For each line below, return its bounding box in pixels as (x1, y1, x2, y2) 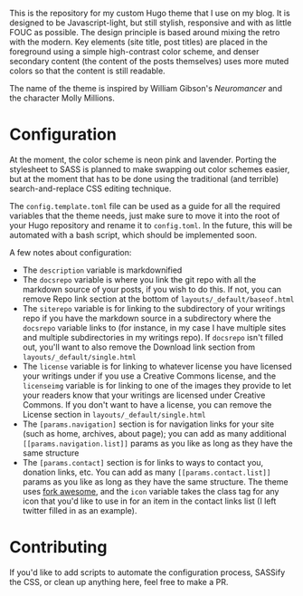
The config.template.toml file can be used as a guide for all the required (9, 200, 280, 211)
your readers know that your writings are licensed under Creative (22, 389, 266, 400)
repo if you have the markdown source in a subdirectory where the (22, 312, 271, 323)
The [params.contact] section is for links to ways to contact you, (22, 457, 264, 467)
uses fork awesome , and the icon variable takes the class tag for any (22, 485, 279, 496)
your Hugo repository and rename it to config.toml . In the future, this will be (9, 219, 293, 230)
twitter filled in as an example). (22, 505, 137, 515)
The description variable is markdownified (22, 264, 183, 275)
